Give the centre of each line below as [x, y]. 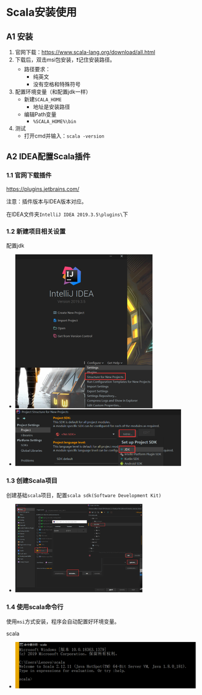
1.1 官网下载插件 [29, 176]
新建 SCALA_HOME [43, 99]
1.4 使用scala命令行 [35, 607]
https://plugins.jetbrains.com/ [43, 189]
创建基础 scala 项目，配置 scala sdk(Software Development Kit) [84, 495]
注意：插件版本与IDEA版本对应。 [47, 201]
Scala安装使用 [41, 12]
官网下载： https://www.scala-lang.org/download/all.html [85, 52]
